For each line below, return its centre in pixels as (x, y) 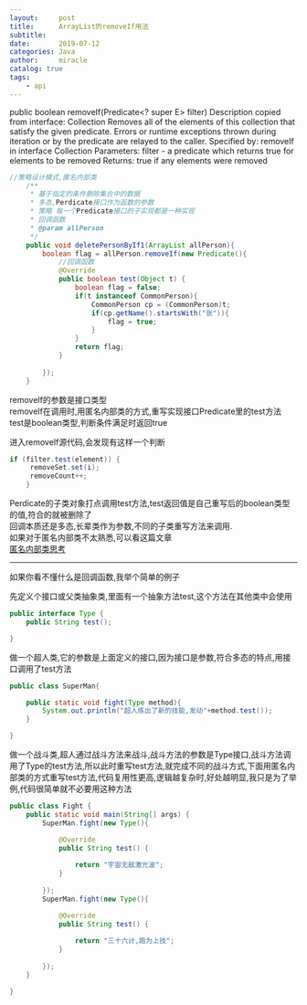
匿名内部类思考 (37, 549)
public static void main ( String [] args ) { (108, 814)
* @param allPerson (67, 228)
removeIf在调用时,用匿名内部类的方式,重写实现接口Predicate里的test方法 (145, 411)
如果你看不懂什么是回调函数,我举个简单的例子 (95, 577)
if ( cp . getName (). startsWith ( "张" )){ (160, 313)
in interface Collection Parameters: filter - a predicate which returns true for (152, 151)
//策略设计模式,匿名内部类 (53, 177)
